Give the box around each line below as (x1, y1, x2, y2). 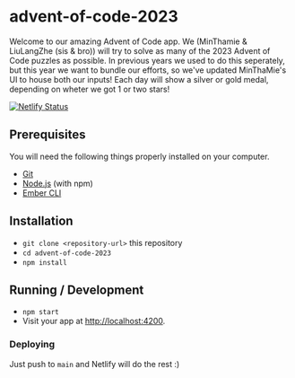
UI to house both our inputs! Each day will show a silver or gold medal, (9, 74, 269, 84)
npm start (22, 308, 60, 317)
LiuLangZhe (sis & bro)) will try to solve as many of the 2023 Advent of (9, 45, 271, 56)
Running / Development (9, 282, 144, 297)
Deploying (9, 338, 56, 351)
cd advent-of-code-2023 (22, 249, 112, 258)
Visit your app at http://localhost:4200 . (22, 316, 166, 327)
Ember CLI (22, 187, 62, 198)
